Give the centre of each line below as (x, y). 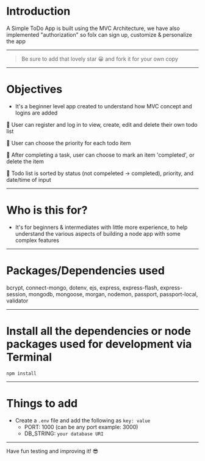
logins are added (36, 113)
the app (16, 41)
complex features (37, 240)
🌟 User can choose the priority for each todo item (69, 143)
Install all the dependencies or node (99, 331)
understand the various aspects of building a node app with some (98, 233)
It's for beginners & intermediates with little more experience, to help (101, 227)
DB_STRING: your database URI (64, 433)
